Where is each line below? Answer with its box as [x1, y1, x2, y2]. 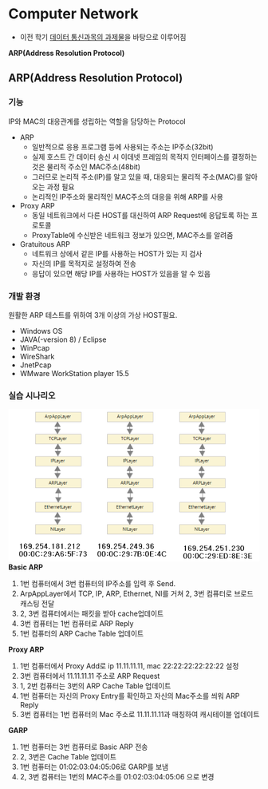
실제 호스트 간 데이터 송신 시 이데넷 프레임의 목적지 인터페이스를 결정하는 [31, 152, 258, 161]
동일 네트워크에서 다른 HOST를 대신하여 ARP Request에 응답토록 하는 [31, 210, 250, 220]
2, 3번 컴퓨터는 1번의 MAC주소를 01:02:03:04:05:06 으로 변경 [19, 771, 215, 781]
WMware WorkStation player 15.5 [19, 368, 129, 378]
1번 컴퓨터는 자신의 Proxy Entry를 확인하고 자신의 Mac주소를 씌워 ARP [19, 691, 240, 700]
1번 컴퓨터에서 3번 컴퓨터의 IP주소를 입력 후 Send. [19, 578, 176, 588]
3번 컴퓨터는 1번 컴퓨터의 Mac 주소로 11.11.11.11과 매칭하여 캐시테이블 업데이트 [19, 709, 260, 719]
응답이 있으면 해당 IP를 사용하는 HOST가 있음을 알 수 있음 [31, 268, 211, 278]
